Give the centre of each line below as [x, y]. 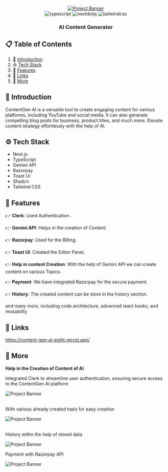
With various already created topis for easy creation [60, 409]
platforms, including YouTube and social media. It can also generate [77, 115]
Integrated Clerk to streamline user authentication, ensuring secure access [84, 378]
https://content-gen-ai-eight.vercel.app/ [48, 340]
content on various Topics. [33, 272]
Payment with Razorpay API [34, 454]
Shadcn [21, 181]
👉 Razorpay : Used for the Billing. [41, 240]
